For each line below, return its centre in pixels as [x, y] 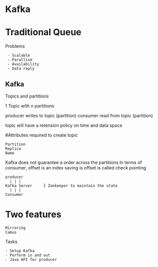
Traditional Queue [43, 32]
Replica [13, 149]
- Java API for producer [31, 259]
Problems [15, 46]
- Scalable [19, 56]
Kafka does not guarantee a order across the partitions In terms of [73, 162]
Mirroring [16, 228]
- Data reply [21, 69]
